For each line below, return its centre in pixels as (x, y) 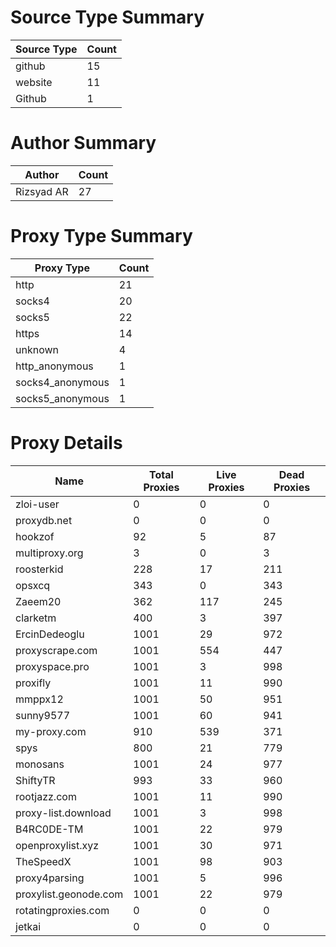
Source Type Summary (107, 17)
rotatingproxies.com (62, 910)
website (34, 82)
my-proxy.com (51, 731)
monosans (40, 764)
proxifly (33, 683)
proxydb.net (44, 520)
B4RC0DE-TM (49, 829)
